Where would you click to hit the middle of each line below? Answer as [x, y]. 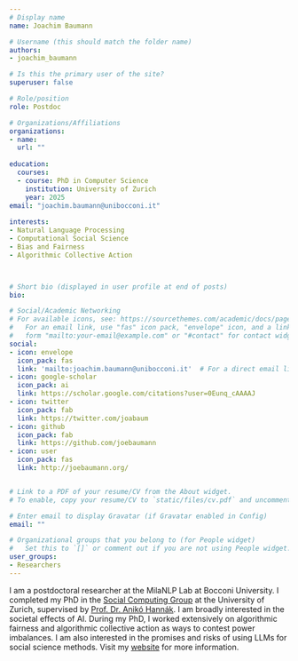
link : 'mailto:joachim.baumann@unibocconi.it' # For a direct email [148, 369]
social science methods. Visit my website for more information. [124, 647]
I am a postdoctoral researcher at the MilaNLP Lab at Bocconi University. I [144, 590]
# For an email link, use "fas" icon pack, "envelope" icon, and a [141, 328]
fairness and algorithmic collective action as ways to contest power [132, 628]
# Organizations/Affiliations [65, 123]
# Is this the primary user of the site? [87, 75]
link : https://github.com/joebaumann [87, 443]
